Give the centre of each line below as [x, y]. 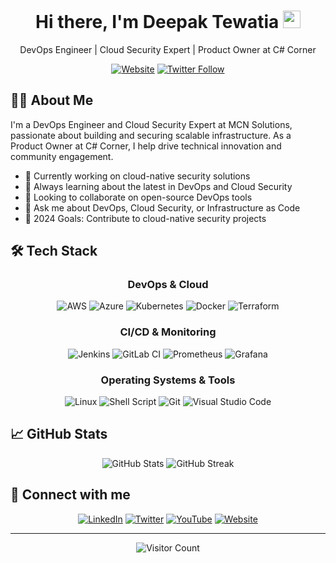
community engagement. [62, 156]
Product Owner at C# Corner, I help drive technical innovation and [146, 146]
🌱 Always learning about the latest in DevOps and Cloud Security [158, 186]
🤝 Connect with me [70, 495]
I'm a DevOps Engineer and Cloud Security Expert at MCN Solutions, [151, 124]
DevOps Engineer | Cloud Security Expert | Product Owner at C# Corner [168, 49]
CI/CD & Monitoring [168, 332]
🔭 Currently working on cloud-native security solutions [137, 176]
